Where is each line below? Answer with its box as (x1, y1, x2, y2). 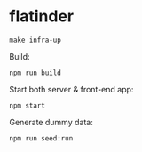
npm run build (9, 68, 62, 77)
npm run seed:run (9, 133, 74, 143)
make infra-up (9, 36, 62, 44)
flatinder (9, 6, 74, 27)
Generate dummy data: (9, 116, 93, 127)
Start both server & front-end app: (9, 84, 134, 94)
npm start (9, 100, 46, 110)
